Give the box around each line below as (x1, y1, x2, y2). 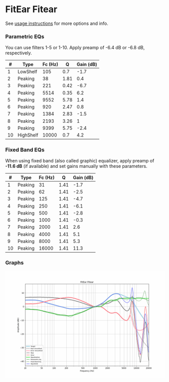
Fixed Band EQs (5, 146, 45, 153)
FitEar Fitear (5, 4, 58, 15)
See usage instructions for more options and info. (5, 20, 109, 26)
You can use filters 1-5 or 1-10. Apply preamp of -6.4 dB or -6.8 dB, (5, 45, 145, 51)
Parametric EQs (5, 33, 45, 40)
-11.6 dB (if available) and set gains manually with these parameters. (5, 163, 148, 169)
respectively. (5, 50, 32, 56)
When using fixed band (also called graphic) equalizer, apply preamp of (5, 158, 154, 164)
